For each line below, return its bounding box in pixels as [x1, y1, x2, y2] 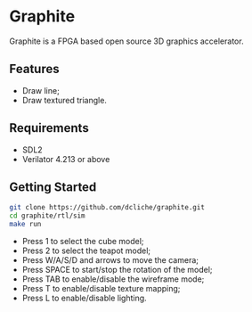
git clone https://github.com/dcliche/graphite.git [9, 203, 205, 212]
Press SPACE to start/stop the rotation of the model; [21, 265, 213, 275]
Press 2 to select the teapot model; [21, 245, 151, 256]
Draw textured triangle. [21, 94, 107, 105]
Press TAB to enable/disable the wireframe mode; [21, 274, 205, 284]
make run [9, 220, 42, 229]
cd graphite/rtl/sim [9, 211, 86, 220]
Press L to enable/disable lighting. [21, 292, 147, 303]
